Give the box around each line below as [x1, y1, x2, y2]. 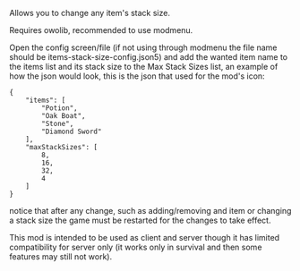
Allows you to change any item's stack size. [9, 8, 170, 18]
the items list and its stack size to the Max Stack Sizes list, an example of [9, 62, 279, 72]
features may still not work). [9, 251, 113, 262]
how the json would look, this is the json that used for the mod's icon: [9, 71, 266, 81]
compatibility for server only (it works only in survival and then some [9, 241, 262, 252]
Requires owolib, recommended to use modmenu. [9, 25, 193, 35]
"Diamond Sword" [41, 127, 102, 136]
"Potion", [41, 104, 78, 113]
